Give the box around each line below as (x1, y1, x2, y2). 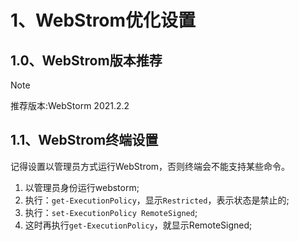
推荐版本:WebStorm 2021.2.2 (10, 100, 130, 111)
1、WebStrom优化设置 (10, 9, 197, 32)
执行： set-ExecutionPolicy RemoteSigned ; (24, 206, 198, 218)
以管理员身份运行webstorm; (24, 181, 140, 193)
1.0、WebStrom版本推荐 (10, 52, 163, 69)
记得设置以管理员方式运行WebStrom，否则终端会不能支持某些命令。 (10, 160, 291, 172)
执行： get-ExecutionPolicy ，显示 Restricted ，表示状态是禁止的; (24, 194, 290, 206)
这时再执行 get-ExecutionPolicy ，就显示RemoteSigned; (24, 219, 253, 231)
